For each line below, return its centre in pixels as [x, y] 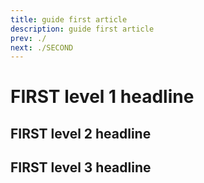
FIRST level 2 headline [81, 133]
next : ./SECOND [42, 47]
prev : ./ [28, 38]
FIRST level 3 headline [81, 167]
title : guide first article [69, 19]
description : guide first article [82, 29]
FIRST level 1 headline [102, 97]
